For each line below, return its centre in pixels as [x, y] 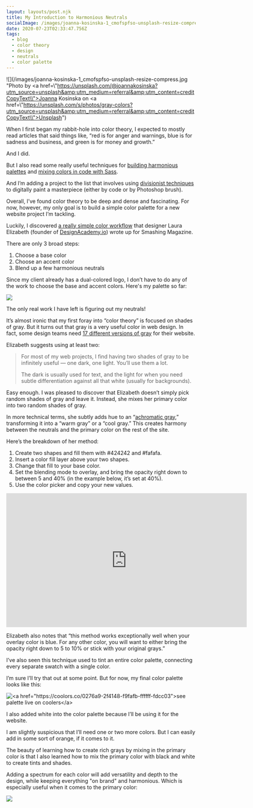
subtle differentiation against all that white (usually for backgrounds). [106, 381]
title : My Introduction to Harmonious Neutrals [67, 17]
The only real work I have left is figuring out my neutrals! [76, 309]
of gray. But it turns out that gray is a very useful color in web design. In [95, 327]
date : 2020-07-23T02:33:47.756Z [47, 29]
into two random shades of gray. [47, 405]
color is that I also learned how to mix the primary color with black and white [101, 756]
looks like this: [24, 684]
